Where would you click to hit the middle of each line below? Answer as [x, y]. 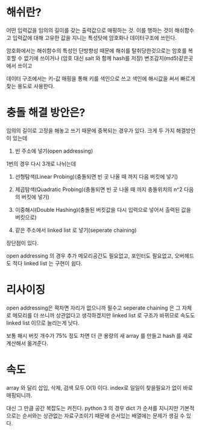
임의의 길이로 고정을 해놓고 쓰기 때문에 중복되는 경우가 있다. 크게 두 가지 [90, 130]
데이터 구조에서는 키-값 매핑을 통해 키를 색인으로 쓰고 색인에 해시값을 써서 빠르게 [101, 78]
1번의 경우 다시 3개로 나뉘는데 [41, 164]
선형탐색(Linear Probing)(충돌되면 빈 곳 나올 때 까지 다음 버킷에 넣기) [96, 176]
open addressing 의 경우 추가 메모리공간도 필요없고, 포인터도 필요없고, [90, 256]
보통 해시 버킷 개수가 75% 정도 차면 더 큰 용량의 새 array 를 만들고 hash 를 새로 [99, 335]
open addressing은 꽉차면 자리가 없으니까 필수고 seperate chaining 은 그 [93, 308]
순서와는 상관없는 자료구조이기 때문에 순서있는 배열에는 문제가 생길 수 [103, 415]
